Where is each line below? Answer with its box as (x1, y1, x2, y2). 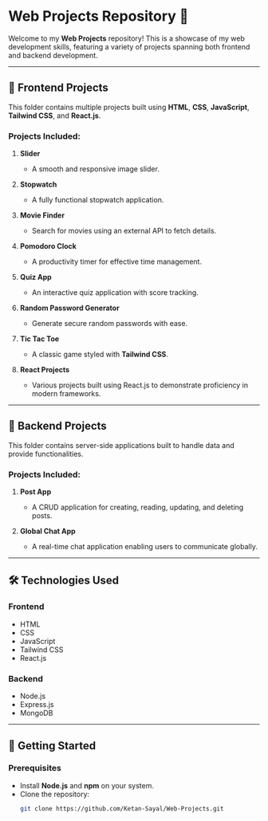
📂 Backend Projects (8, 419, 108, 433)
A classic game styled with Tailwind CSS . (31, 350, 169, 359)
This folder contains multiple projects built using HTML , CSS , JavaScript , (8, 102, 250, 112)
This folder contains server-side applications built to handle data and (8, 440, 235, 450)
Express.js (19, 700, 54, 709)
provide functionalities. (8, 449, 84, 458)
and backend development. (8, 50, 98, 60)
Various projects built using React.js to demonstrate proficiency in (31, 380, 249, 390)
